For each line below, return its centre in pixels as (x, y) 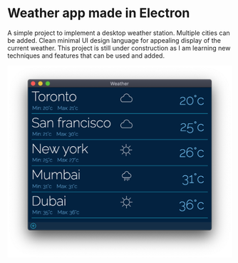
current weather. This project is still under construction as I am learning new (119, 48)
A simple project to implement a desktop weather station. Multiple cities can (119, 33)
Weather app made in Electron (99, 13)
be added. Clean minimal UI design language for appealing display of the (114, 40)
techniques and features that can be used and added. (86, 56)
